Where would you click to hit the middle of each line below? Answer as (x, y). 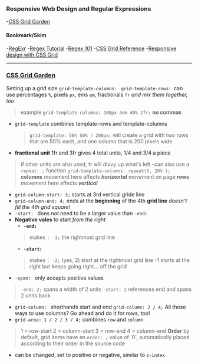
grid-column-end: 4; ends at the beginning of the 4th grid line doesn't (101, 201)
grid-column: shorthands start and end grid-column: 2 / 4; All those (100, 307)
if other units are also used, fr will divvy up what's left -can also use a (105, 164)
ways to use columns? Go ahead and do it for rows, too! (82, 313)
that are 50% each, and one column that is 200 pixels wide (101, 141)
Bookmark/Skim (26, 35)
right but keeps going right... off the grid (78, 266)
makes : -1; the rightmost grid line (72, 237)
